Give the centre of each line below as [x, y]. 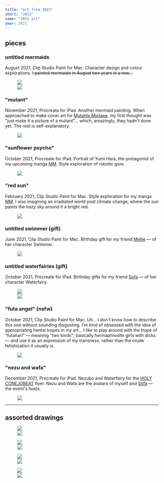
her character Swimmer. [29, 244]
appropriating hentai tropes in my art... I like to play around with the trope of [81, 330]
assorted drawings [34, 418]
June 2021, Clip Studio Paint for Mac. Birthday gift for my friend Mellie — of [81, 239]
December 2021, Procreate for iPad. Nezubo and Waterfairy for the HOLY [79, 378]
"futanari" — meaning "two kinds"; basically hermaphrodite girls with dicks [81, 335]
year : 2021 [16, 23]
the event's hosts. [23, 389]
